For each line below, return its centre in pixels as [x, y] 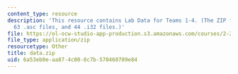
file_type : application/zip [49, 40]
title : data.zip [31, 54]
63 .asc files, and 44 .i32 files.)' [69, 27]
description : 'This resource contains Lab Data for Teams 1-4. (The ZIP [117, 20]
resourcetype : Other [38, 47]
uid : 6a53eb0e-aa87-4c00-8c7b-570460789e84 [73, 60]
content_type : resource [42, 14]
